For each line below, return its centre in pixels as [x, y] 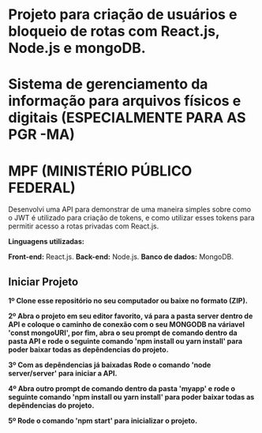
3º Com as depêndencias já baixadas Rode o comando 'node [110, 365]
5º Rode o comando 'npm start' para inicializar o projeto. [103, 421]
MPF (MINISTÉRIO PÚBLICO [100, 171]
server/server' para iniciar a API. [63, 374]
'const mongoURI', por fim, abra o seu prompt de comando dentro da [123, 333]
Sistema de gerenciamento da [108, 84]
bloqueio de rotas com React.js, [114, 31]
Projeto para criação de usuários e [123, 15]
